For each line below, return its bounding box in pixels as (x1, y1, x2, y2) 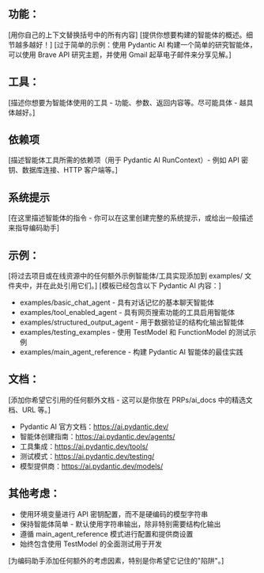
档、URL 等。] (8, 404, 51, 414)
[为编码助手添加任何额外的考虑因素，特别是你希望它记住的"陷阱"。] (8, 556, 224, 565)
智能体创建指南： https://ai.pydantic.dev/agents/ (19, 431, 175, 441)
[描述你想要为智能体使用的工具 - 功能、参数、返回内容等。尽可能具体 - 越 (8, 97, 247, 107)
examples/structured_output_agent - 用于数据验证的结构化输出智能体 (19, 317, 245, 327)
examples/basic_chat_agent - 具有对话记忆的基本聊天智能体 (19, 298, 215, 307)
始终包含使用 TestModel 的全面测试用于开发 (19, 539, 162, 548)
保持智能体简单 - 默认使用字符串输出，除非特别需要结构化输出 (19, 519, 221, 529)
